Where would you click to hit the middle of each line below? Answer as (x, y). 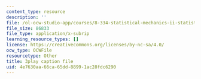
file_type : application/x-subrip (48, 34)
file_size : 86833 (28, 28)
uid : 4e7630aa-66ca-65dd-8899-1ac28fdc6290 (61, 67)
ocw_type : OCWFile (29, 50)
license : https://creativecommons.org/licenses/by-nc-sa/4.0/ (85, 45)
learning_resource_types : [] (42, 39)
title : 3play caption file (40, 61)
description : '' (26, 17)
